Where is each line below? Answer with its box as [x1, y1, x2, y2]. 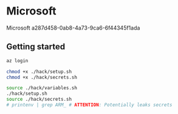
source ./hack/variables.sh [6, 85, 78, 91]
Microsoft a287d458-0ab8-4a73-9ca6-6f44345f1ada [6, 24, 140, 31]
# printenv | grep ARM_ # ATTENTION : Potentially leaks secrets [6, 102, 173, 108]
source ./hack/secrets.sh [6, 97, 72, 103]
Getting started [6, 42, 66, 52]
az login [6, 57, 29, 64]
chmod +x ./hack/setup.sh [6, 68, 72, 75]
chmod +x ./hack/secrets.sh [6, 74, 78, 80]
